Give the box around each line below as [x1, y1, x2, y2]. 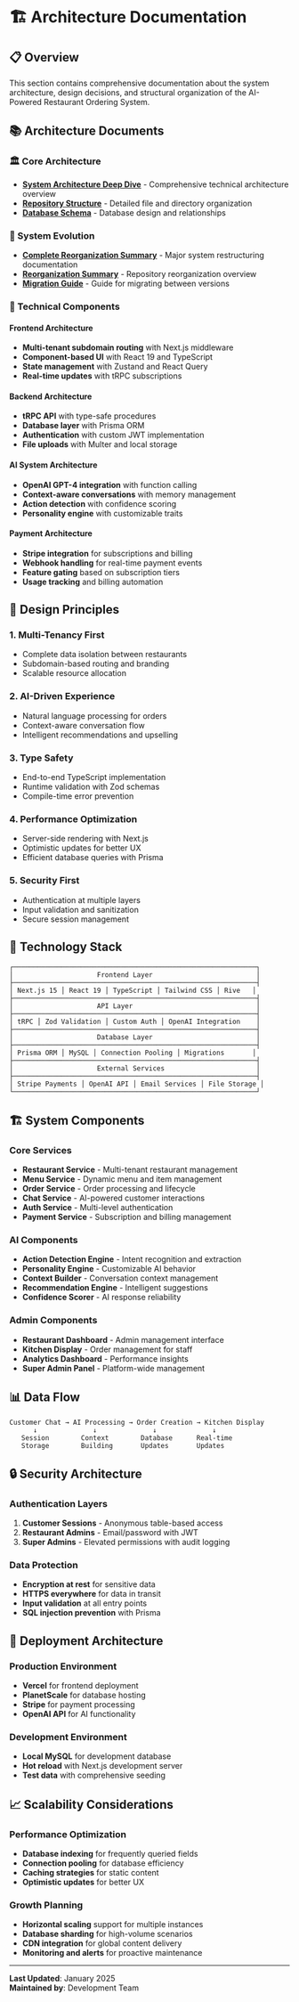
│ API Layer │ [9, 1002, 261, 1011]
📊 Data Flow [9, 1390, 80, 1405]
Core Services [9, 1143, 73, 1156]
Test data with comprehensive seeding [21, 1770, 166, 1781]
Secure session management [21, 914, 129, 924]
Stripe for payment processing [21, 1699, 135, 1710]
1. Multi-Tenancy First [9, 629, 105, 641]
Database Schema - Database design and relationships [21, 207, 227, 218]
